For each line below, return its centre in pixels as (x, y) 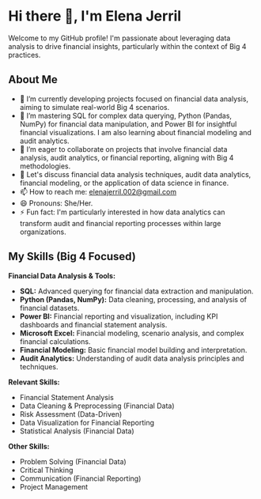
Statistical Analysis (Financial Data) (77, 431)
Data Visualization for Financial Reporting (87, 422)
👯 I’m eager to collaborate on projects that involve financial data (123, 149)
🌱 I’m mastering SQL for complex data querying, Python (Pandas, (125, 115)
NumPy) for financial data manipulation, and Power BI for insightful (128, 124)
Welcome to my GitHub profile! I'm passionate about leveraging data (119, 38)
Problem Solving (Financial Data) (73, 461)
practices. (25, 55)
